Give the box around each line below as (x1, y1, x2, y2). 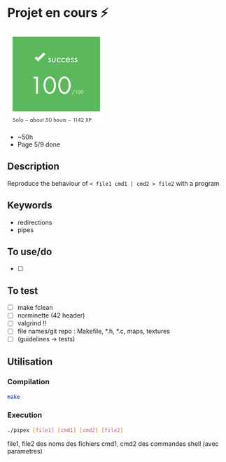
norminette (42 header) (17, 311, 85, 320)
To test (7, 285, 38, 297)
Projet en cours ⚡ (7, 5, 108, 21)
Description (7, 161, 59, 172)
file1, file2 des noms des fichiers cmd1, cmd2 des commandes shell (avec (7, 440, 219, 448)
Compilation (7, 376, 50, 386)
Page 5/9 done (17, 140, 61, 149)
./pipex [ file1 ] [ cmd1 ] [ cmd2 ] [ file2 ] (7, 427, 124, 434)
